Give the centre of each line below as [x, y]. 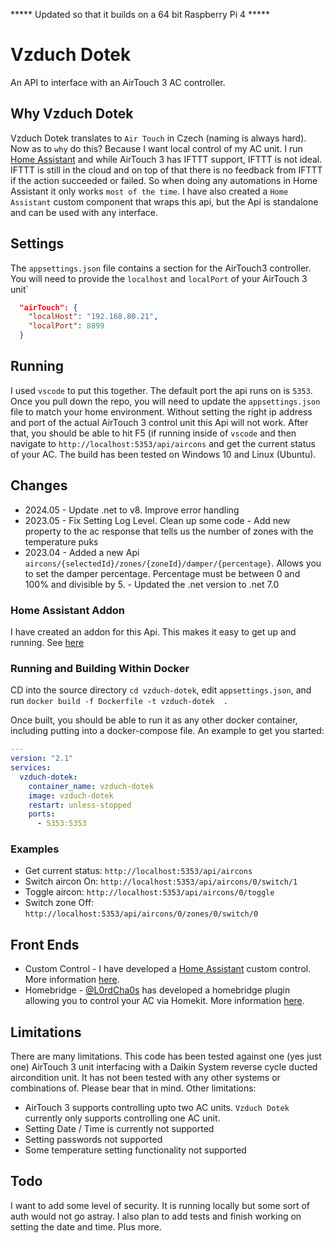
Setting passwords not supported [93, 1140]
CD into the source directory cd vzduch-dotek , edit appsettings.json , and [161, 690]
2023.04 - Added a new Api [82, 552]
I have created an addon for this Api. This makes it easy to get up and [153, 631]
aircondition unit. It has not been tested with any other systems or [145, 1078]
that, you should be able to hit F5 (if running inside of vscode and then [153, 433]
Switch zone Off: [59, 903]
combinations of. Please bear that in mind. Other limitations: [133, 1088]
